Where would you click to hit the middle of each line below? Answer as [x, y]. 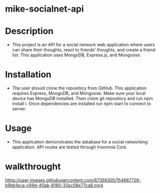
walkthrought [33, 167]
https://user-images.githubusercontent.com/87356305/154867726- [73, 180]
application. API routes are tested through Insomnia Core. [70, 147]
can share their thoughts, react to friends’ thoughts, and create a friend [84, 50]
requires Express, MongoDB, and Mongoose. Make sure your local [79, 93]
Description [29, 31]
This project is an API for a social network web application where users [83, 45]
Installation [28, 75]
